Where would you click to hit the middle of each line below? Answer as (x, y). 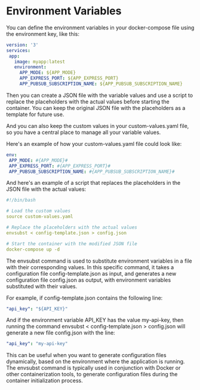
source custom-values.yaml (40, 217)
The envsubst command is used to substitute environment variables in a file (99, 261)
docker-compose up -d (33, 249)
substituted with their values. (42, 286)
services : (19, 50)
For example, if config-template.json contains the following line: (84, 298)
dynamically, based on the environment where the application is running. (96, 362)
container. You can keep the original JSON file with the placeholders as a (96, 108)
